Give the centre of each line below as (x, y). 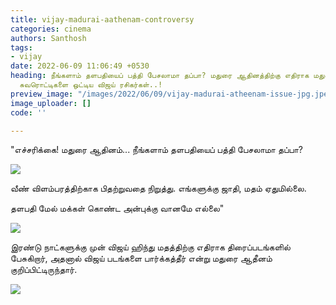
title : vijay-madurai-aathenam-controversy (102, 19)
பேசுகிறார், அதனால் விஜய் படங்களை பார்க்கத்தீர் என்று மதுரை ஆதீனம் (141, 258)
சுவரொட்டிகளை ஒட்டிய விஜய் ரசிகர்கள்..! (91, 85)
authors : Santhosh (48, 38)
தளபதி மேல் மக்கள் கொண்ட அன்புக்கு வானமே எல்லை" (117, 208)
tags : (21, 47)
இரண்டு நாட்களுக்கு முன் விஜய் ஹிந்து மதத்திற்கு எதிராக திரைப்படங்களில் (150, 247)
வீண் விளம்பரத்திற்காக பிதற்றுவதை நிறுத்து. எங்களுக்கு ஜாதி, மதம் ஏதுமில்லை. (158, 188)
